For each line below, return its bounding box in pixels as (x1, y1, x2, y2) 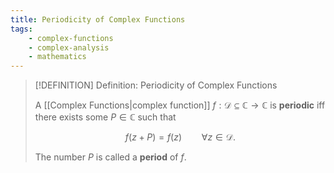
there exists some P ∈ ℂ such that (34, 111, 177, 123)
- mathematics (28, 52, 87, 62)
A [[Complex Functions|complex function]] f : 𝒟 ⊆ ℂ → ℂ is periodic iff (34, 99, 326, 111)
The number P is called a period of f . (34, 151, 187, 163)
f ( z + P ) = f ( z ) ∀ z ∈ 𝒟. (124, 131, 236, 143)
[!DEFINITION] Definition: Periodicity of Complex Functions (34, 79, 278, 91)
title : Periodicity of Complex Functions (10, 14, 186, 25)
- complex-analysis (28, 42, 110, 53)
